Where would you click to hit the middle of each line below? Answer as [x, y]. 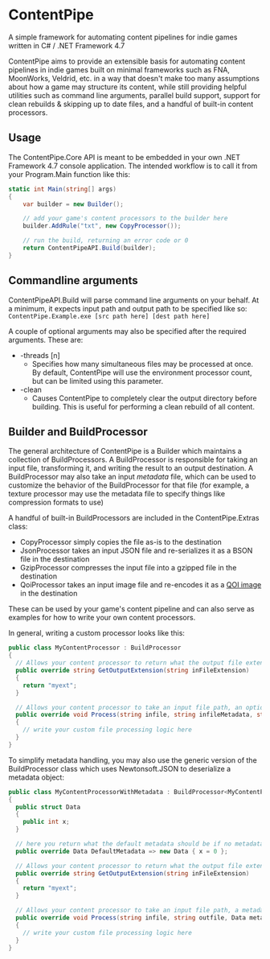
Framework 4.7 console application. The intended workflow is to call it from [133, 166]
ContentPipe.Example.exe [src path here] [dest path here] [109, 316]
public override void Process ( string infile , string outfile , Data [131, 918]
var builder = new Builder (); [74, 204]
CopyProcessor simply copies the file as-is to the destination [121, 542]
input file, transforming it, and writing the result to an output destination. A [131, 468]
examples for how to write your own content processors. [102, 618]
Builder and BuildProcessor [78, 432]
